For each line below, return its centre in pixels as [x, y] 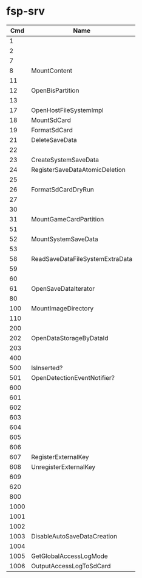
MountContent [52, 70]
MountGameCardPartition [68, 219]
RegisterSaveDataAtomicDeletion [78, 169]
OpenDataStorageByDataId [70, 338]
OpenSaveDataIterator [63, 288]
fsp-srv [26, 11]
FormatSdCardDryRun [63, 189]
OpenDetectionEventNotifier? [73, 377]
